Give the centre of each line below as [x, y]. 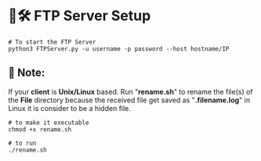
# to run [22, 143]
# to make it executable [49, 123]
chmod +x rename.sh [40, 129]
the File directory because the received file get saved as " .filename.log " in [129, 100]
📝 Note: [27, 73]
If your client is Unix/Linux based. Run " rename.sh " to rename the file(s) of [130, 91]
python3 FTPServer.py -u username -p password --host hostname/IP [119, 48]
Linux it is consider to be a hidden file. [70, 108]
